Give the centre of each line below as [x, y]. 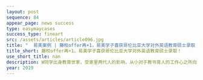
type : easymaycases [31, 29]
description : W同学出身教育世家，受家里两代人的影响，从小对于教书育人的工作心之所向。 [104, 62]
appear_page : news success [40, 23]
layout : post [23, 12]
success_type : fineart [35, 34]
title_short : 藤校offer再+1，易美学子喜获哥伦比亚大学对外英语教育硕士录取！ [94, 51]
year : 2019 [20, 68]
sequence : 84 [23, 17]
